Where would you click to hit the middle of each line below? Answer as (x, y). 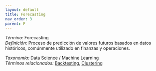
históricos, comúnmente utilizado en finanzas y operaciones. (68, 48)
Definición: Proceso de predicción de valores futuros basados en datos (78, 43)
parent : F (15, 24)
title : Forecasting (25, 14)
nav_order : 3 (19, 19)
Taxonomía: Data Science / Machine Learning (52, 58)
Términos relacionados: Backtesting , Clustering (54, 63)
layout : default (22, 10)
